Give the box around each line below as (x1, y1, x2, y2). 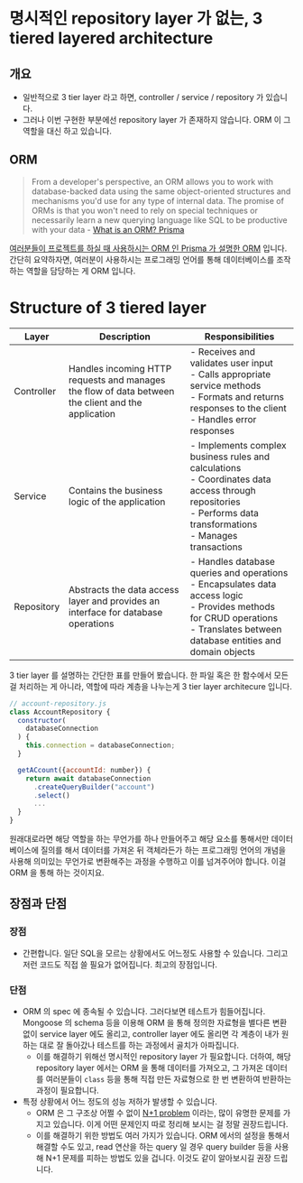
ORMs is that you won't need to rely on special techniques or (31, 205, 259, 216)
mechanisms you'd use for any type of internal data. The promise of (31, 195, 284, 206)
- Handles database (189, 555, 275, 568)
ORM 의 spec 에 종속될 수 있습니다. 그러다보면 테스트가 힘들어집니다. (22, 1005, 266, 1016)
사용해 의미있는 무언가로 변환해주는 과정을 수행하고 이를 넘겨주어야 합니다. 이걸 (9, 856, 287, 866)
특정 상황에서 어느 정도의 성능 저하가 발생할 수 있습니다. (22, 1095, 218, 1106)
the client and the (69, 396, 142, 409)
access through (189, 484, 256, 496)
